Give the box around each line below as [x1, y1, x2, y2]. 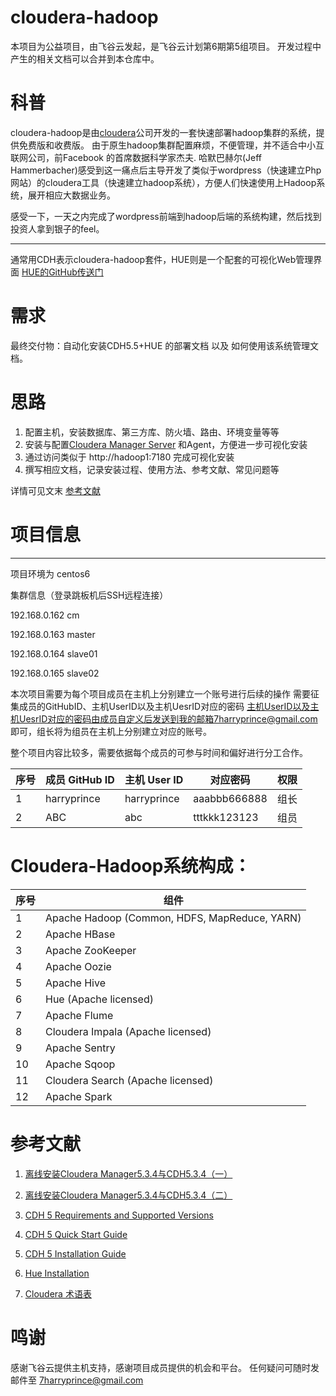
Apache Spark [45, 1089, 113, 1103]
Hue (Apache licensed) [45, 992, 154, 1006]
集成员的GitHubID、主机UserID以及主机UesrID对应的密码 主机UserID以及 [10, 700, 311, 712]
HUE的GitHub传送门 [21, 266, 104, 278]
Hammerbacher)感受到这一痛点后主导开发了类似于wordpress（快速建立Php [10, 164, 322, 176]
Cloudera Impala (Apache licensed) [45, 1024, 212, 1038]
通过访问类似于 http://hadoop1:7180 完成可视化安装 [24, 451, 235, 463]
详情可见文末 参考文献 [10, 484, 101, 496]
